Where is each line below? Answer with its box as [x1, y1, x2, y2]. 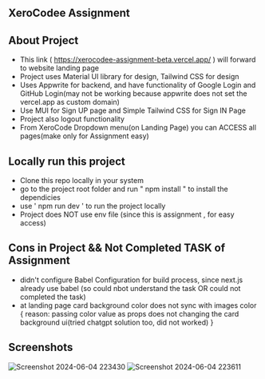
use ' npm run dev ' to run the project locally [19, 201, 166, 211]
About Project [8, 34, 79, 47]
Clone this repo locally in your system [19, 176, 144, 186]
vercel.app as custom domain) [19, 98, 120, 107]
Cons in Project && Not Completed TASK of [8, 241, 226, 255]
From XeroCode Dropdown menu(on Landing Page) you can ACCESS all [19, 123, 257, 133]
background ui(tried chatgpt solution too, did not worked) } [19, 317, 214, 327]
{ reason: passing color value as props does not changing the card [19, 309, 239, 318]
